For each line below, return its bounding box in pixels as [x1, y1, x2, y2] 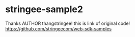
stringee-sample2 [5, 4, 83, 15]
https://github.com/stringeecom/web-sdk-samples [5, 25, 112, 31]
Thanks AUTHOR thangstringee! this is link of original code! [5, 20, 130, 26]
